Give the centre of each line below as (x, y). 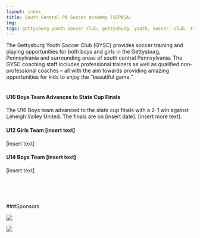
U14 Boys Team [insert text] (41, 157)
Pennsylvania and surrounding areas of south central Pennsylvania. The (94, 58)
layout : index (24, 12)
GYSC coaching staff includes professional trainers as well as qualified (93, 64)
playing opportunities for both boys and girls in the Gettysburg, (83, 52)
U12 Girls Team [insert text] (41, 130)
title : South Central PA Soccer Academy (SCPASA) (69, 17)
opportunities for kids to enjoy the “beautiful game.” (70, 77)
